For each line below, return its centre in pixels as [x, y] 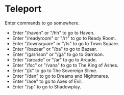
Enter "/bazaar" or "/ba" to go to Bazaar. [55, 49]
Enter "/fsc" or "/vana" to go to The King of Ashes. [65, 65]
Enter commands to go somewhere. [42, 23]
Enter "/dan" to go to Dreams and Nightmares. [61, 76]
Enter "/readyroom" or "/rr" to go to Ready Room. [64, 38]
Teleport [23, 9]
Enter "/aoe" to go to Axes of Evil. [47, 81]
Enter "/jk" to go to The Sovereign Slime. [55, 70]
